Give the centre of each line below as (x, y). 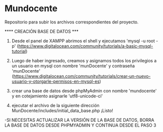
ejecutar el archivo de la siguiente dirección (55, 105)
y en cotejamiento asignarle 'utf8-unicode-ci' (57, 96)
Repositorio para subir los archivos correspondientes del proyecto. (71, 22)
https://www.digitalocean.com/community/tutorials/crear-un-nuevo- (82, 76)
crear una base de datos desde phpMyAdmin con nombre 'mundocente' (84, 91)
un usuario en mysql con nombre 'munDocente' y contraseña (73, 66)
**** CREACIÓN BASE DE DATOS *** (41, 31)
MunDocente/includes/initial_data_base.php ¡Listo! (62, 111)
